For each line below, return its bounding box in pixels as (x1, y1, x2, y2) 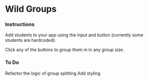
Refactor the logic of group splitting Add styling (5, 70, 101, 76)
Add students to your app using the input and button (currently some (5, 32, 144, 38)
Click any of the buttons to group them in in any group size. (5, 47, 125, 53)
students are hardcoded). (5, 37, 56, 43)
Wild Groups (5, 3, 57, 15)
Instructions (5, 21, 35, 28)
